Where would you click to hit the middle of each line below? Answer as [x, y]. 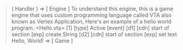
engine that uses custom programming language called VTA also [91, 15]
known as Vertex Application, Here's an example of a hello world [91, 21]
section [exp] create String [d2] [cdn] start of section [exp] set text [94, 34]
